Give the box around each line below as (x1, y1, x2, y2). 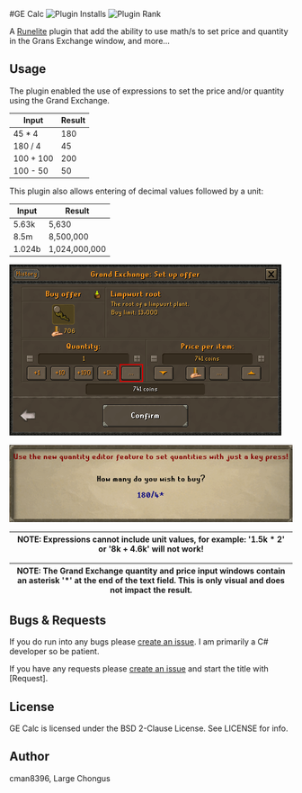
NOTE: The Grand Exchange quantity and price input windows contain (16, 565, 286, 576)
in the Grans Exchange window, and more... (9, 36, 171, 46)
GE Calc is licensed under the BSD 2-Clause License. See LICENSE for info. (9, 723, 289, 734)
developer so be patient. (9, 646, 100, 657)
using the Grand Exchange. (9, 95, 111, 105)
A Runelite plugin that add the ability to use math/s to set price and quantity (9, 26, 289, 36)
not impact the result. (109, 584, 193, 595)
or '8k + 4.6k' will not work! (98, 543, 204, 554)
